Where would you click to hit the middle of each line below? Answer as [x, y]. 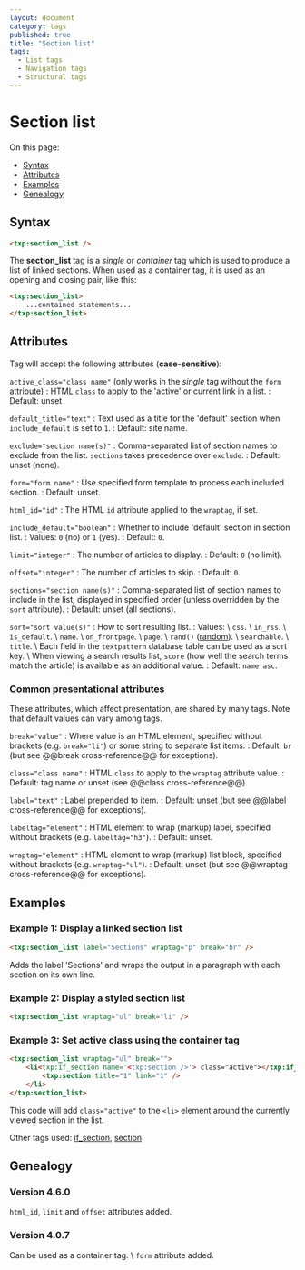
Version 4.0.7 [39, 1235]
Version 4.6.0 [40, 1192]
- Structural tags [53, 77]
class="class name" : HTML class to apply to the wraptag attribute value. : [147, 773]
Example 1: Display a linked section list [96, 928]
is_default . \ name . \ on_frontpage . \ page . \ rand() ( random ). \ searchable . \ [149, 636]
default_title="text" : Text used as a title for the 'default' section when [145, 418]
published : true [40, 35]
